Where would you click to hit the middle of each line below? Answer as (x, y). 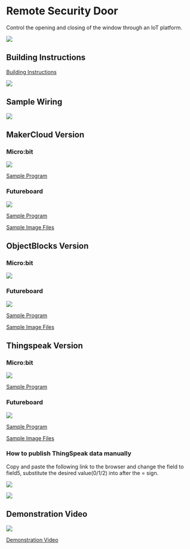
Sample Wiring (34, 102)
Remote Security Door (62, 11)
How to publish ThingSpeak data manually (69, 453)
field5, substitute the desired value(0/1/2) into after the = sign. (82, 473)
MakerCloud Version (45, 135)
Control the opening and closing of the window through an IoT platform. (94, 27)
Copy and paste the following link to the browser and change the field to (95, 467)
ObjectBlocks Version (47, 246)
